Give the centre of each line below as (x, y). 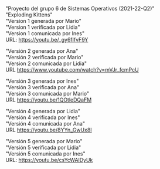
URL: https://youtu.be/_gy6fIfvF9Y (47, 40)
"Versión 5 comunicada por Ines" (45, 154)
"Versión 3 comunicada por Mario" (47, 94)
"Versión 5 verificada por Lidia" (43, 147)
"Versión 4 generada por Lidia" (43, 111)
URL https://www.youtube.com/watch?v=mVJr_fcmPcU (72, 70)
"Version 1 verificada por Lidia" (43, 27)
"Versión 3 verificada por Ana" (42, 87)
